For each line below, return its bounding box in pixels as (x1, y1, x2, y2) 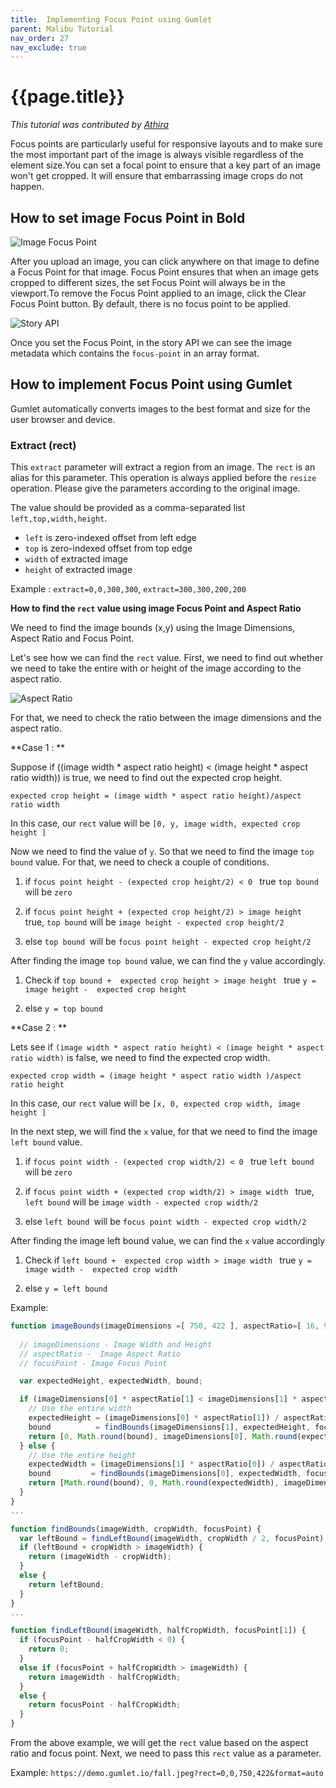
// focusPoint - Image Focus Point (19, 1358, 168, 1368)
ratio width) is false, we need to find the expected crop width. (10, 1052, 271, 1064)
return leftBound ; (28, 1579, 105, 1590)
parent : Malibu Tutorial (10, 24, 114, 34)
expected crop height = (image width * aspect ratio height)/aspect (10, 791, 302, 801)
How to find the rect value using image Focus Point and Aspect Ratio (10, 602, 302, 615)
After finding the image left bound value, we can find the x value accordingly (10, 1235, 326, 1247)
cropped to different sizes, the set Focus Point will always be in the (10, 277, 286, 288)
